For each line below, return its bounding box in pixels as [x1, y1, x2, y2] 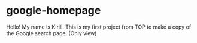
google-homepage [6, 4, 101, 17]
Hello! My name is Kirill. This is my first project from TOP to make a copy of [6, 23, 192, 30]
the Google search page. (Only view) [6, 29, 97, 36]
